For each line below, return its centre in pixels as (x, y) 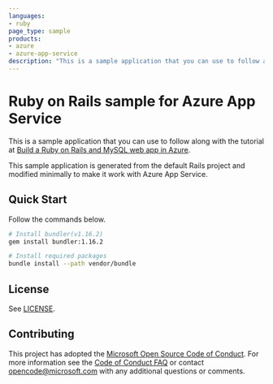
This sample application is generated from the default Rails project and (127, 165)
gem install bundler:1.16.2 (56, 242)
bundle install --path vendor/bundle (72, 264)
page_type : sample (39, 31)
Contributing (41, 334)
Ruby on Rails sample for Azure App (132, 101)
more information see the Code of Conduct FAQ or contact (106, 362)
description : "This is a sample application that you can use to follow (134, 62)
